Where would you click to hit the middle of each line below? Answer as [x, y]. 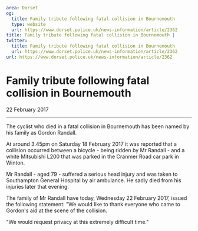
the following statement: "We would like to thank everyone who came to [93, 204]
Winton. [16, 163]
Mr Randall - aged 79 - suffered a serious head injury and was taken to [92, 174]
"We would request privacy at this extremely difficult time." [77, 222]
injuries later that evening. [38, 186]
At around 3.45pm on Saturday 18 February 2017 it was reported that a [91, 144]
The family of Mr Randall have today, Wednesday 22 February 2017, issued [97, 198]
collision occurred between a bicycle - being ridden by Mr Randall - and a [95, 150]
